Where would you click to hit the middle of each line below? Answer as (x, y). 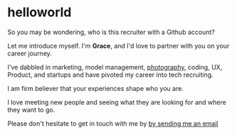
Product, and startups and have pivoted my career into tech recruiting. (110, 75)
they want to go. (31, 109)
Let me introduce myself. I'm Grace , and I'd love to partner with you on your (118, 45)
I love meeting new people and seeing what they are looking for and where (117, 102)
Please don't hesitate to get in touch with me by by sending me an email (113, 123)
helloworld (39, 12)
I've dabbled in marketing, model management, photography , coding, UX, (115, 67)
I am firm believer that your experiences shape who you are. (95, 88)
